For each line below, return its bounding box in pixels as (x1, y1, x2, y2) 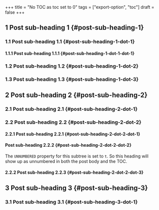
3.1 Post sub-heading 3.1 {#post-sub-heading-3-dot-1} (5, 198, 138, 205)
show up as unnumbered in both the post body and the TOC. (5, 158, 127, 164)
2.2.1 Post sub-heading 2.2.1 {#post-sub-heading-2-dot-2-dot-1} (5, 131, 140, 137)
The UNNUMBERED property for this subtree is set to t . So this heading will (5, 153, 149, 159)
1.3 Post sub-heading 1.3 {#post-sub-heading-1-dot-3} (5, 76, 139, 82)
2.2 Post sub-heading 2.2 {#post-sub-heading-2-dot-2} (5, 119, 142, 126)
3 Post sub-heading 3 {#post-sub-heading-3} (5, 184, 148, 192)
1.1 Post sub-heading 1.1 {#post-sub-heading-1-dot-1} (5, 38, 135, 45)
